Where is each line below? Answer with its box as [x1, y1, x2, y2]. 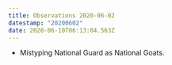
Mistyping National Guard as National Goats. [19, 48, 165, 58]
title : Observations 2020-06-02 [8, 11, 115, 20]
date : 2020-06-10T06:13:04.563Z [8, 26, 115, 34]
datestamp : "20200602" [8, 19, 83, 27]
